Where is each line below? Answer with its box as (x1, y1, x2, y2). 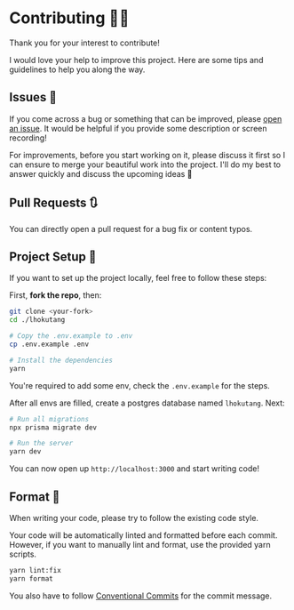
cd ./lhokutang (9, 316, 66, 325)
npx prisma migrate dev (9, 422, 98, 432)
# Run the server (9, 439, 74, 448)
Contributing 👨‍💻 (9, 8, 131, 28)
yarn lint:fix (9, 566, 62, 574)
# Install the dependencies (9, 356, 114, 365)
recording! (9, 132, 47, 143)
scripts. (9, 549, 37, 559)
